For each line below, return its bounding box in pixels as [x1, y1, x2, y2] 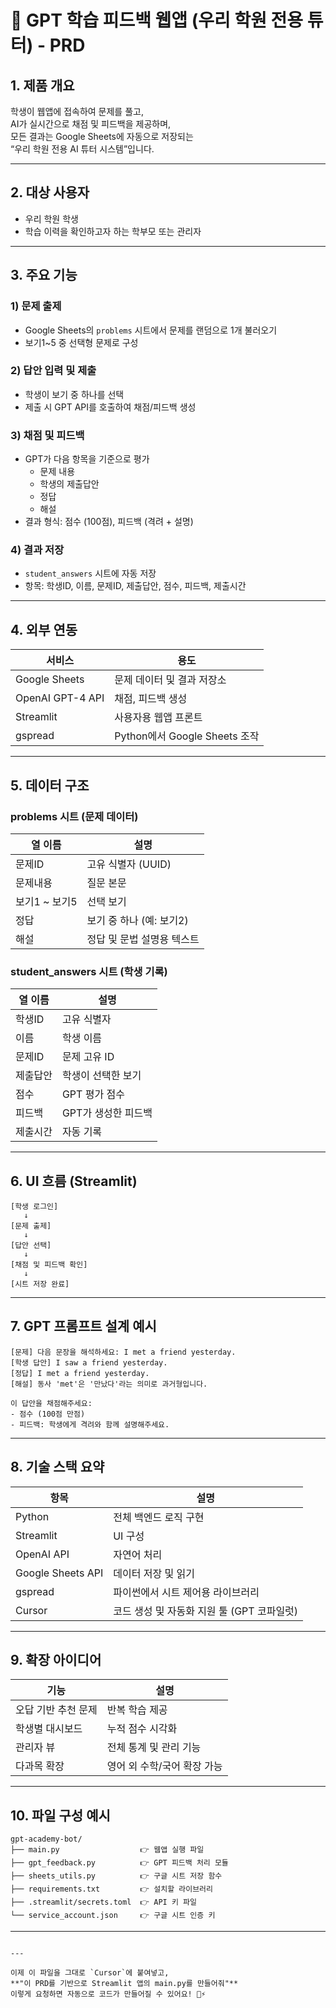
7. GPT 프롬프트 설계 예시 [10, 1318, 157, 1335]
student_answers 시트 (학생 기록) [10, 964, 168, 978]
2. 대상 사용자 [10, 184, 90, 201]
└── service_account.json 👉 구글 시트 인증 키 [10, 1911, 216, 1921]
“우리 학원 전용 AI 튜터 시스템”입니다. [10, 143, 155, 155]
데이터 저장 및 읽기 [113, 1566, 195, 1580]
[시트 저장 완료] [10, 1279, 70, 1289]
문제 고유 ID [61, 1050, 115, 1064]
